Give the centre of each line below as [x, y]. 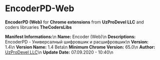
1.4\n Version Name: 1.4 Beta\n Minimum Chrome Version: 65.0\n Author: [80, 47]
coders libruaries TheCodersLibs [38, 27]
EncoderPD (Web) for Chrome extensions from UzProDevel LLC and [75, 22]
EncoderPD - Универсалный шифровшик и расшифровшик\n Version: [77, 41]
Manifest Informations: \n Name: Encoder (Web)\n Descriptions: [71, 37]
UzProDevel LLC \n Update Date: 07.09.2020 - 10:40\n [59, 52]
